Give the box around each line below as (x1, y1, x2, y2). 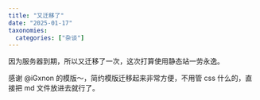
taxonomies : (8, 26, 48, 34)
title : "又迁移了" (8, 11, 65, 20)
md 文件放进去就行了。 (23, 83, 99, 93)
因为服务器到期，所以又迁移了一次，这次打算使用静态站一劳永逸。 (8, 56, 224, 66)
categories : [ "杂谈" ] (15, 33, 85, 42)
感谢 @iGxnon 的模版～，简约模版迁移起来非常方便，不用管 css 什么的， (8, 73, 246, 83)
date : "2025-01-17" (8, 19, 73, 27)
